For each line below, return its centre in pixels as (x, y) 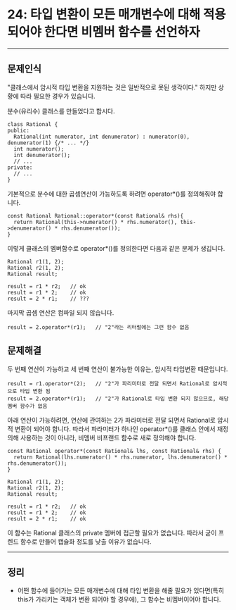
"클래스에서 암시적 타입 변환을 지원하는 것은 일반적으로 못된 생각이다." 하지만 (112, 87)
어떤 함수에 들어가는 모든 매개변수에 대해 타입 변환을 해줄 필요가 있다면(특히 (121, 591)
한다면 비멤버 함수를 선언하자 (122, 32)
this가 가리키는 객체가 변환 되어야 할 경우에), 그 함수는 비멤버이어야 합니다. (119, 599)
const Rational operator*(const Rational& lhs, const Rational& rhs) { (114, 451)
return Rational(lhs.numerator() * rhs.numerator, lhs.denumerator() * (121, 457)
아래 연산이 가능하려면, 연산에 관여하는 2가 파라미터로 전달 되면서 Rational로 (112, 420)
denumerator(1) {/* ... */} (48, 143)
